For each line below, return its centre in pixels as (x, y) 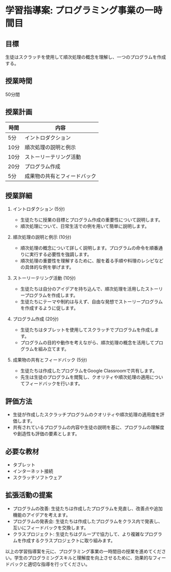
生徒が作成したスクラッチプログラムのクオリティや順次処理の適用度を (86, 414)
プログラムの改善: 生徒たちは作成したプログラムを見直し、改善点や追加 (88, 508)
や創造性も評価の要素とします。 (46, 434)
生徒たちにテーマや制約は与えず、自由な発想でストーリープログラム (92, 302)
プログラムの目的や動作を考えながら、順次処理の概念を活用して (87, 343)
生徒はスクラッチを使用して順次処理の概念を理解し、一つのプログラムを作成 (86, 57)
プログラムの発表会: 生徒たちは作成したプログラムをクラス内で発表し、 (88, 521)
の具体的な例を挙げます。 (47, 267)
